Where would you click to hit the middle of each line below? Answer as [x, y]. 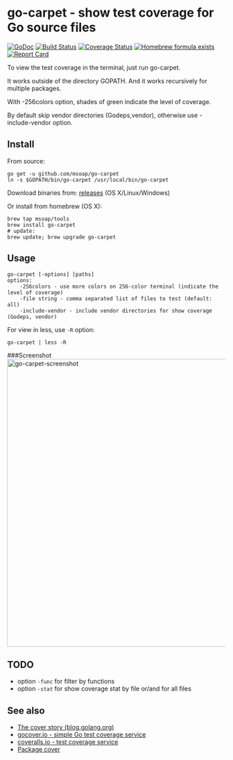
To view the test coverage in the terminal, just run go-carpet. [94, 67]
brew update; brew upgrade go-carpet [62, 237]
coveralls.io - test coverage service [68, 742]
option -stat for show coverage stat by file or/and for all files [104, 689]
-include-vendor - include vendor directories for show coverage [116, 311]
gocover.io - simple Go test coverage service [81, 735]
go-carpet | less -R [37, 342]
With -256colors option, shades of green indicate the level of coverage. [109, 101]
